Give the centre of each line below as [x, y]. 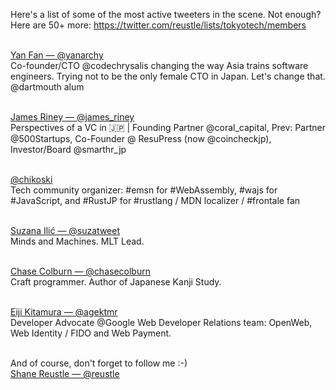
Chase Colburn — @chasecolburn [80, 271]
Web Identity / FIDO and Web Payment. [91, 333]
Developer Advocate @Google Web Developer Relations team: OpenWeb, [161, 322]
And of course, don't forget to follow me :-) [99, 363]
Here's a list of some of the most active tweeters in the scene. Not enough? [166, 14]
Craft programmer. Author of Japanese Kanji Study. [116, 282]
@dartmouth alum [47, 87]
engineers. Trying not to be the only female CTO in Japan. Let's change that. [168, 76]
